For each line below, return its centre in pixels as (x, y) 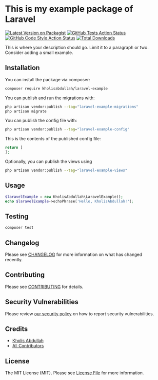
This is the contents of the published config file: (53, 139)
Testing (17, 216)
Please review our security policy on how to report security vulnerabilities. (79, 314)
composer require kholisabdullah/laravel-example (57, 89)
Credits (17, 329)
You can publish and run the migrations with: (50, 98)
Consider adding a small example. (39, 53)
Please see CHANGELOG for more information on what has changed (74, 254)
